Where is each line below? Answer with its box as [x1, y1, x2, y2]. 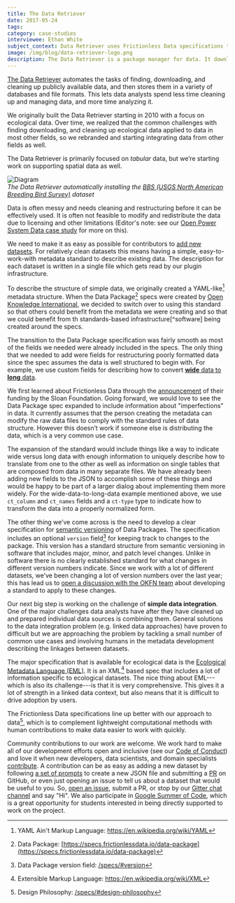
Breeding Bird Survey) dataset [7, 190, 94, 198]
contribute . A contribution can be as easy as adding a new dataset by [7, 762, 208, 770]
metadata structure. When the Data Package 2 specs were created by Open [7, 291, 224, 301]
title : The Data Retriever [7, 10, 86, 17]
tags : [7, 23, 23, 30]
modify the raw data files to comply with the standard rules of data [7, 416, 199, 425]
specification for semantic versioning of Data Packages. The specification [7, 526, 220, 534]
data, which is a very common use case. [7, 431, 124, 440]
